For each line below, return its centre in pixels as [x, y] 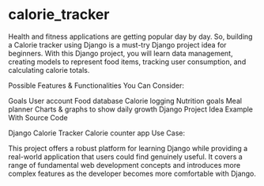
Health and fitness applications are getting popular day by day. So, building [130, 36]
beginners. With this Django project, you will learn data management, [121, 53]
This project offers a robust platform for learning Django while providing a [128, 148]
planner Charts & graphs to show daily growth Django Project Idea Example [131, 109]
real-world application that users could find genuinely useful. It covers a [125, 157]
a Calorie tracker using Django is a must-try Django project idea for [117, 44]
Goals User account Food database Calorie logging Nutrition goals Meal [125, 101]
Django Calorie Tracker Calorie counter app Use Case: [97, 133]
